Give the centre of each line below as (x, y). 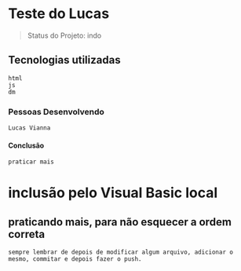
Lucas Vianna (29, 128)
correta (27, 234)
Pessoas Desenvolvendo (56, 112)
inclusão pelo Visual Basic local (113, 193)
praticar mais (31, 162)
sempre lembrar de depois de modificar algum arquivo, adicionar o (121, 252)
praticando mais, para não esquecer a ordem (120, 222)
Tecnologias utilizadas (64, 60)
